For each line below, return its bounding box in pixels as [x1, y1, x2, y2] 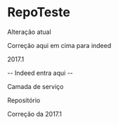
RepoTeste [7, 4, 70, 20]
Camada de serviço [7, 82, 64, 90]
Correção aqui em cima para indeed [7, 41, 112, 49]
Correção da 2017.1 [7, 109, 62, 118]
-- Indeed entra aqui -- [7, 69, 74, 77]
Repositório [7, 96, 41, 105]
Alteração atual [7, 28, 51, 36]
